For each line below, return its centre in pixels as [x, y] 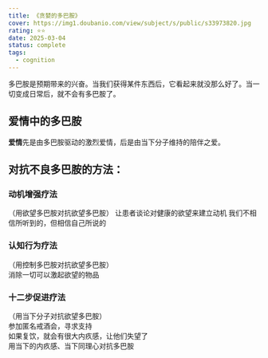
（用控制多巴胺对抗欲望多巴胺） [61, 265]
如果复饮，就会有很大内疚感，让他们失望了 [78, 336]
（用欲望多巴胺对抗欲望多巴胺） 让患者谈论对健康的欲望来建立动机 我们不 [129, 213]
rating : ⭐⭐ [27, 30]
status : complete [37, 45]
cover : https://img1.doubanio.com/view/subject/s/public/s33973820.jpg [130, 23]
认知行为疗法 [33, 246]
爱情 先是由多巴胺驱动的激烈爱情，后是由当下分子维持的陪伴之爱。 [116, 142]
